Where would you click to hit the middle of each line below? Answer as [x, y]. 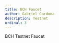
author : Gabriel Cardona [30, 14]
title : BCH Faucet [23, 9]
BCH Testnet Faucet [25, 36]
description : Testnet [27, 18]
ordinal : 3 [16, 23]
